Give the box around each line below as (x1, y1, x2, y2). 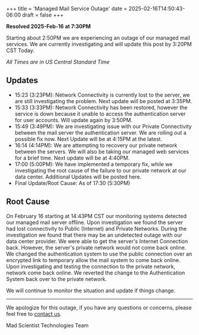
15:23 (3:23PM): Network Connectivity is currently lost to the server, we (14, 91, 190, 98)
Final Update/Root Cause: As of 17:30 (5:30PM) (14, 179, 130, 186)
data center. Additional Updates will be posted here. (14, 173, 142, 180)
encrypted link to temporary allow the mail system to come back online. (6, 256, 181, 263)
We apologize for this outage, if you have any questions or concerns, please (6, 304, 192, 311)
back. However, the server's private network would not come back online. (6, 244, 187, 251)
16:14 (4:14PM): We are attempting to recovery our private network (14, 142, 178, 149)
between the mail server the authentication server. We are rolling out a (14, 129, 187, 136)
